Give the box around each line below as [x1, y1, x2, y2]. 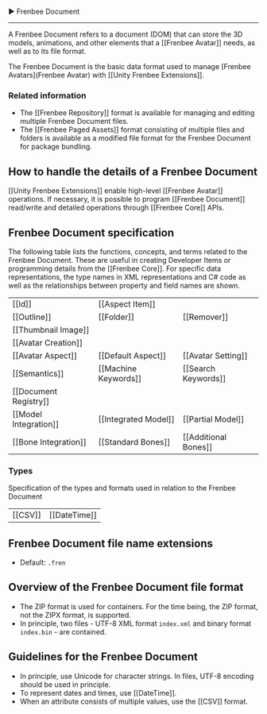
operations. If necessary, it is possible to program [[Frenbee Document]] [8, 195, 246, 204]
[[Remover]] [182, 311, 229, 322]
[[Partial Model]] [182, 413, 245, 424]
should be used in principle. [19, 679, 111, 689]
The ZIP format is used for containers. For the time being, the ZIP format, [19, 601, 258, 611]
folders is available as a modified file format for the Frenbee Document [19, 133, 252, 143]
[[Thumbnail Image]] [12, 324, 90, 335]
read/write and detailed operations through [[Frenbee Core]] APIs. [8, 203, 225, 213]
